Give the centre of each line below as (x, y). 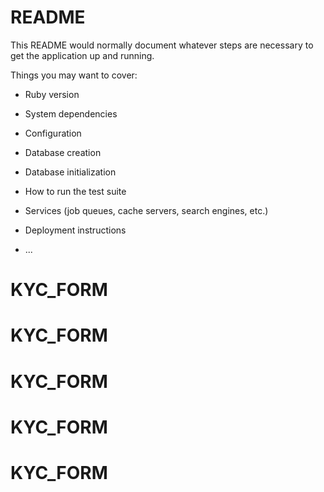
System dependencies (71, 113)
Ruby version (52, 94)
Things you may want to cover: (74, 75)
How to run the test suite (75, 191)
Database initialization (70, 172)
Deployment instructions (75, 230)
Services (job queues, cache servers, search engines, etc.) (146, 210)
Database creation (63, 152)
